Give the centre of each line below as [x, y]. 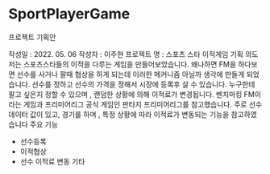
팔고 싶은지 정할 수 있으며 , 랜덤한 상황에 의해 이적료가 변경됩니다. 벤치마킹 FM [132, 94]
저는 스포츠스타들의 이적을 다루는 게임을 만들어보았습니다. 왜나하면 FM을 [122, 64]
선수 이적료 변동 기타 [52, 161]
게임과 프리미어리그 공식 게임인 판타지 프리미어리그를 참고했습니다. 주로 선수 [143, 104]
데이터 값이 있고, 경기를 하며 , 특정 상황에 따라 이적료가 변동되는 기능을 [119, 114]
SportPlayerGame [69, 14]
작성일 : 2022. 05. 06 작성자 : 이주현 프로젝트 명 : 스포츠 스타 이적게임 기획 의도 [133, 54]
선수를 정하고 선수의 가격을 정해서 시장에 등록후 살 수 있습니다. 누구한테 [143, 84]
